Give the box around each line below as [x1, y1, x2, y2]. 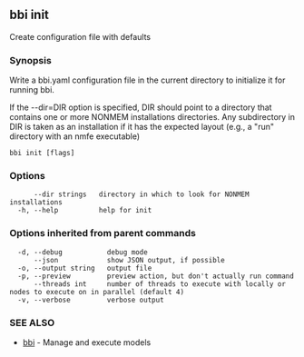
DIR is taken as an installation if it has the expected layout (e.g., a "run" [9, 122, 275, 133]
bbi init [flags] [9, 149, 75, 158]
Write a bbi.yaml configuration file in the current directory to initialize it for [9, 74, 286, 85]
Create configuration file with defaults [9, 31, 152, 42]
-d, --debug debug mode [17, 247, 148, 257]
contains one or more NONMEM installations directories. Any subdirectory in [9, 112, 295, 123]
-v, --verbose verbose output [17, 295, 165, 304]
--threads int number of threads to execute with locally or [33, 279, 286, 289]
